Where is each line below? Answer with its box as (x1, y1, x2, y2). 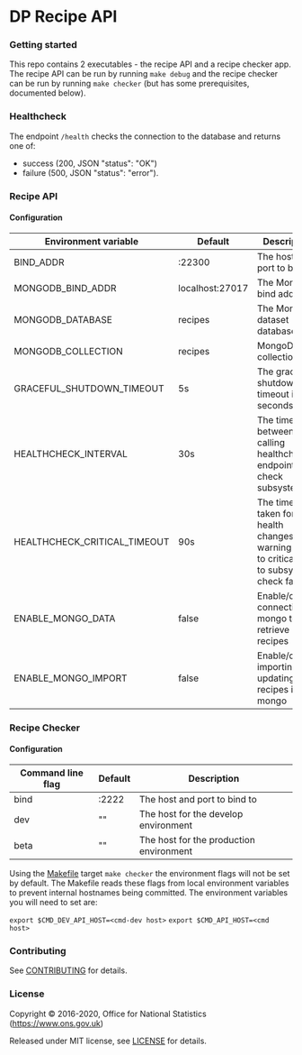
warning (257, 541, 292, 554)
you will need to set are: (9, 897, 98, 908)
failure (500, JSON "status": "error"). (22, 167, 159, 178)
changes (257, 529, 294, 542)
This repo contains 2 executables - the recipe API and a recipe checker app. (9, 59, 292, 69)
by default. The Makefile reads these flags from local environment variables (9, 877, 289, 889)
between (257, 425, 295, 437)
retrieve (257, 623, 290, 636)
